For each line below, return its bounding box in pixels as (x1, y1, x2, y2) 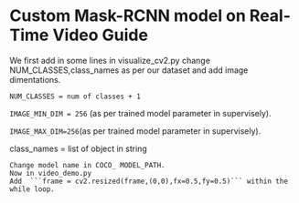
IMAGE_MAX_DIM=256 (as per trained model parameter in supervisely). (9, 125, 262, 137)
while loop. (9, 184, 55, 194)
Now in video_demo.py (9, 168, 92, 178)
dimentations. (9, 74, 61, 85)
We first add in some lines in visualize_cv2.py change (9, 55, 210, 66)
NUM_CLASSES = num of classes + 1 (9, 92, 142, 101)
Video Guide (52, 25, 149, 46)
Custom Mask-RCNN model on (9, 5, 247, 26)
